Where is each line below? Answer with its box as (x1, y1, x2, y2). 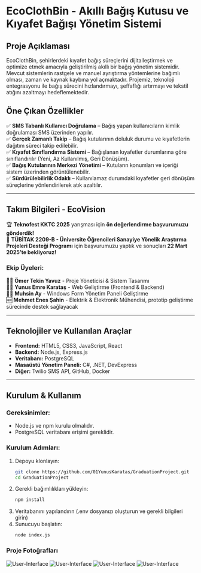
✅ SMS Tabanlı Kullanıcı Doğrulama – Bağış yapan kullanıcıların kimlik (6, 122, 180, 129)
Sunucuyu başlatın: (14, 521, 63, 528)
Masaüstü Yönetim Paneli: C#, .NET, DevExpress (14, 361, 138, 368)
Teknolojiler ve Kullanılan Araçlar (6, 326, 132, 336)
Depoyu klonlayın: (14, 457, 60, 464)
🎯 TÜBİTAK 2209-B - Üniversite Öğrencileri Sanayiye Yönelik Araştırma (6, 235, 187, 243)
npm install (14, 497, 45, 503)
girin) (14, 514, 28, 521)
